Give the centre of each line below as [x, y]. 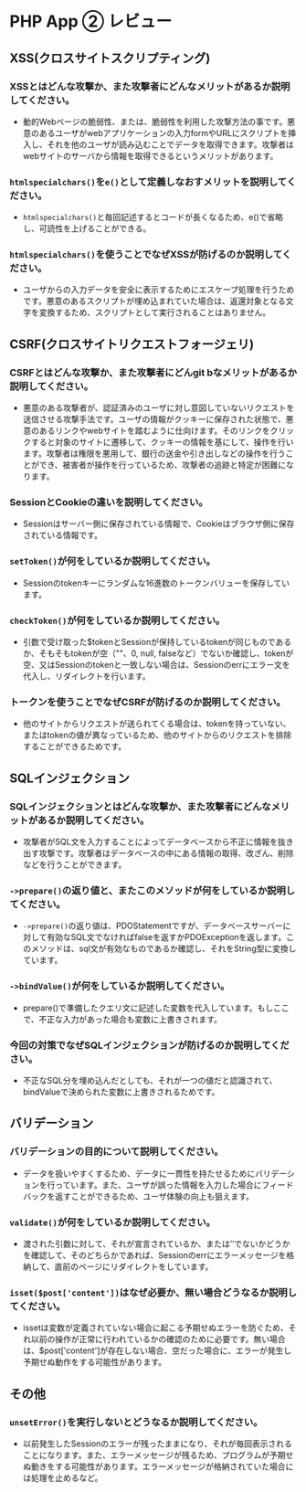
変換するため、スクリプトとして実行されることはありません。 [155, 312]
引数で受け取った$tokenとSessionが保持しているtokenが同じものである [157, 642]
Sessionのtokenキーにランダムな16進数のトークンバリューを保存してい [156, 583]
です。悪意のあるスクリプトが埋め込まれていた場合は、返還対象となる [154, 302]
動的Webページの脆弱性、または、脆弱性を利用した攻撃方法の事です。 [155, 122]
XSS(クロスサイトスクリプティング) [110, 58]
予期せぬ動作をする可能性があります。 [95, 1362]
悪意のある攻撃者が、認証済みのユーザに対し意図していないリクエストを [158, 408]
